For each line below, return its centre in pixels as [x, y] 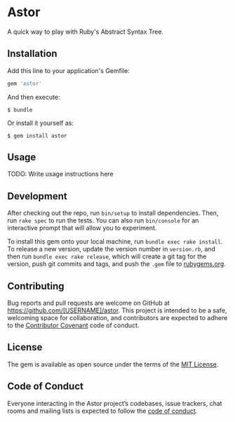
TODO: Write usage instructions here [60, 174]
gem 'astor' [25, 84]
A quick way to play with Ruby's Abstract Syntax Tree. [85, 32]
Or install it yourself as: [40, 123]
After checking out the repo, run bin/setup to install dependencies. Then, [113, 213]
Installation [32, 54]
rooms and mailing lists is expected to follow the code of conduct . [102, 411]
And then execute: [34, 97]
